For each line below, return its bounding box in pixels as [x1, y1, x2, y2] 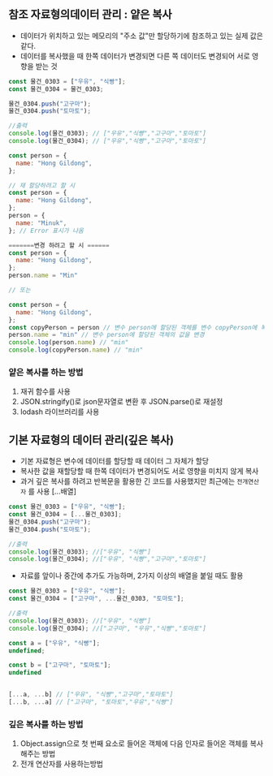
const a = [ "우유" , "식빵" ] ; [8, 639, 100, 647]
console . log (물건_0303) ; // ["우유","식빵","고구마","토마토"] [8, 129, 207, 138]
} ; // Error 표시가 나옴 [8, 226, 84, 235]
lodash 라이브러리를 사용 [19, 407, 100, 416]
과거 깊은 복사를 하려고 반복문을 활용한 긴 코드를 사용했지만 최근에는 [19, 476, 236, 486]
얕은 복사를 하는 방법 [8, 366, 84, 377]
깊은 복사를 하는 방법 [8, 718, 84, 730]
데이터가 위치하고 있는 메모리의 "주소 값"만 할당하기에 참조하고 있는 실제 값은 [19, 31, 264, 41]
